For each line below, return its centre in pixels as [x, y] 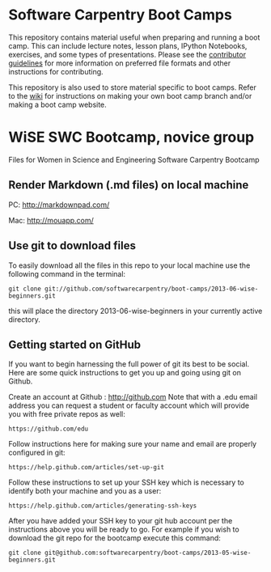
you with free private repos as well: [67, 414]
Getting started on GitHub [75, 344]
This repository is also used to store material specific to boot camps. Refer [133, 87]
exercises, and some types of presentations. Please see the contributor [127, 54]
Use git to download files [72, 246]
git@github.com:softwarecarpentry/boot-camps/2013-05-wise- [148, 553]
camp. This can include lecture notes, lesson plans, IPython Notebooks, [128, 45]
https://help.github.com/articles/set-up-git [86, 468]
